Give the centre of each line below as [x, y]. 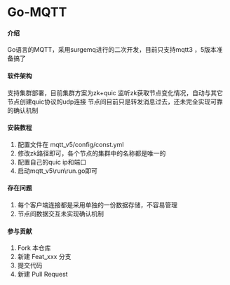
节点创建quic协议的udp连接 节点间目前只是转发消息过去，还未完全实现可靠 [115, 102]
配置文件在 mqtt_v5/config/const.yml [70, 144]
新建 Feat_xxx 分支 [44, 257]
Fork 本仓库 [34, 248]
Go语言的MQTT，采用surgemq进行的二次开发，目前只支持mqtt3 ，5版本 [112, 50]
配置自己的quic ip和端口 [52, 162]
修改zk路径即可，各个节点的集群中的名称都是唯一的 [92, 153]
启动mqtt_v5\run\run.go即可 [57, 171]
